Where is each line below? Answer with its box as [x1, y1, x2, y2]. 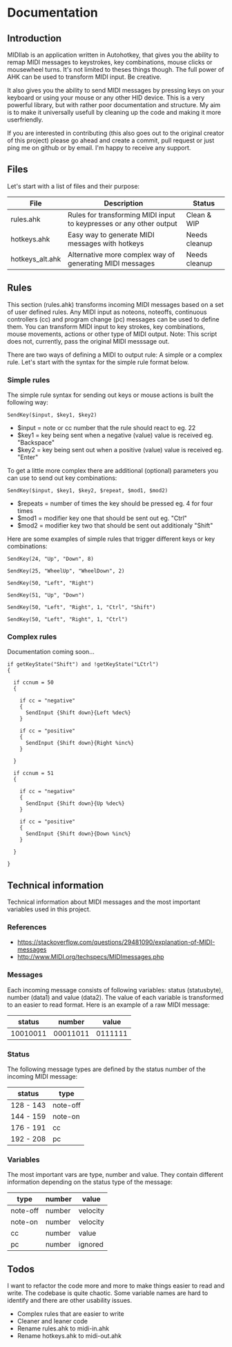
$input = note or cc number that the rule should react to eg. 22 [17, 423, 196, 431]
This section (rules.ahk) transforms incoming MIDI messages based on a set [7, 300, 224, 308]
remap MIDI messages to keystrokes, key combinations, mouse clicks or [7, 58, 213, 66]
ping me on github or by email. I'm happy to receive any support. [7, 144, 191, 151]
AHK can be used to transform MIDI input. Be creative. [7, 73, 162, 81]
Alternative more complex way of [68, 250, 175, 259]
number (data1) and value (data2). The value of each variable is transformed [7, 993, 224, 1001]
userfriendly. [7, 115, 43, 124]
